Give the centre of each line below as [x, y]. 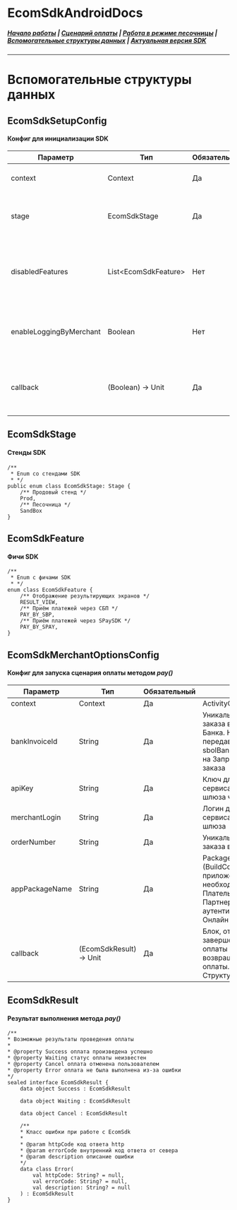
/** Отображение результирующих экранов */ [85, 596]
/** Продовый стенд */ [53, 492]
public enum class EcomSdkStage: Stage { [69, 486]
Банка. [214, 732]
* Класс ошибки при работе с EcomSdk [75, 1132]
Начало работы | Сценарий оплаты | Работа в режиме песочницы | [112, 32]
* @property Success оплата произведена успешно [80, 1052]
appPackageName [42, 889]
